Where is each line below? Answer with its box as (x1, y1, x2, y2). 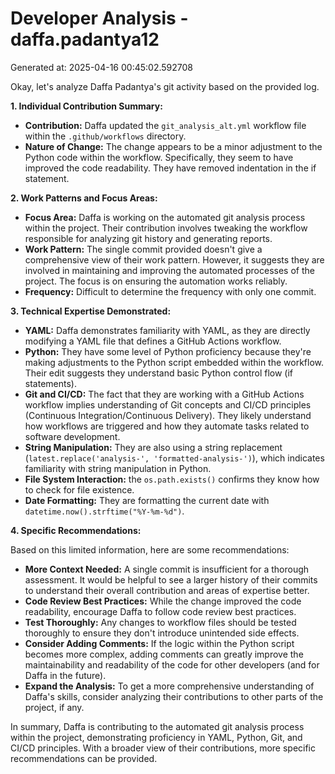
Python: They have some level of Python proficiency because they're (24, 345, 312, 357)
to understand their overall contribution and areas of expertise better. (24, 584, 310, 596)
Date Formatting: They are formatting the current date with (24, 494, 270, 506)
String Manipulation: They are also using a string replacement (24, 441, 283, 453)
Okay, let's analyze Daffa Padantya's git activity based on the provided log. (10, 80, 320, 92)
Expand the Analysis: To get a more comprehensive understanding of (24, 680, 315, 692)
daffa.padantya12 (10, 28, 160, 51)
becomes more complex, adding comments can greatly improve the (24, 648, 304, 660)
